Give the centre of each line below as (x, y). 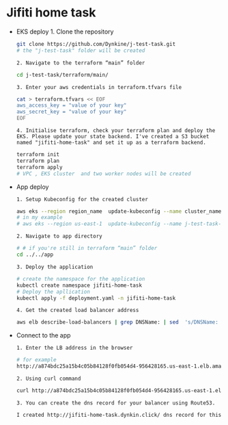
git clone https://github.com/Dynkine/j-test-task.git (96, 44)
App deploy (32, 187)
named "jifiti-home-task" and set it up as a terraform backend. (111, 143)
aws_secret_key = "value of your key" (71, 112)
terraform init (38, 155)
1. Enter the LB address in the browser (74, 348)
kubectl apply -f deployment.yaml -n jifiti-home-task (96, 298)
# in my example (39, 218)
